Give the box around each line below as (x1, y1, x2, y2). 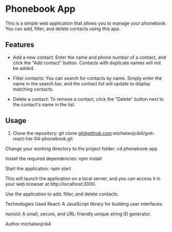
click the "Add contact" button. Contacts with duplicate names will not (12, 60, 161, 66)
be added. (12, 65, 35, 71)
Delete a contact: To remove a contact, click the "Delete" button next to (12, 96, 164, 102)
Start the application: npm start (5, 165, 71, 171)
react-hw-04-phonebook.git (12, 135, 73, 141)
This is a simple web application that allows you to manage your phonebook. (5, 20, 167, 26)
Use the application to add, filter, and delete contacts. (5, 191, 119, 197)
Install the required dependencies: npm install (5, 155, 102, 162)
